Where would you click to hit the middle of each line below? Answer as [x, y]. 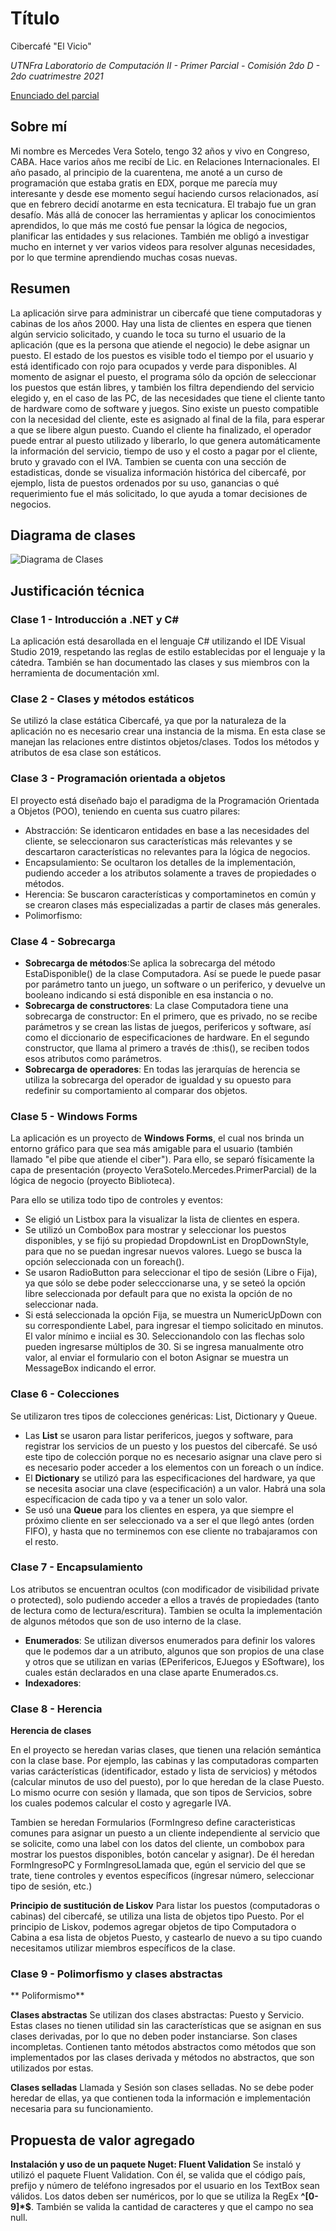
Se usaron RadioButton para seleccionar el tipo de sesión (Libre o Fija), [171, 1273]
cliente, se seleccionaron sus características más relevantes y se [158, 841]
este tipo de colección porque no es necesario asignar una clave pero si [173, 1456]
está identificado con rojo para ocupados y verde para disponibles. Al [154, 366]
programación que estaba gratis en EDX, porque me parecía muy [144, 183]
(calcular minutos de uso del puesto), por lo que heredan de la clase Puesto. [167, 1782]
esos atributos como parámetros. [93, 1058]
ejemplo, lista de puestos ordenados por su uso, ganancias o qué [145, 483]
